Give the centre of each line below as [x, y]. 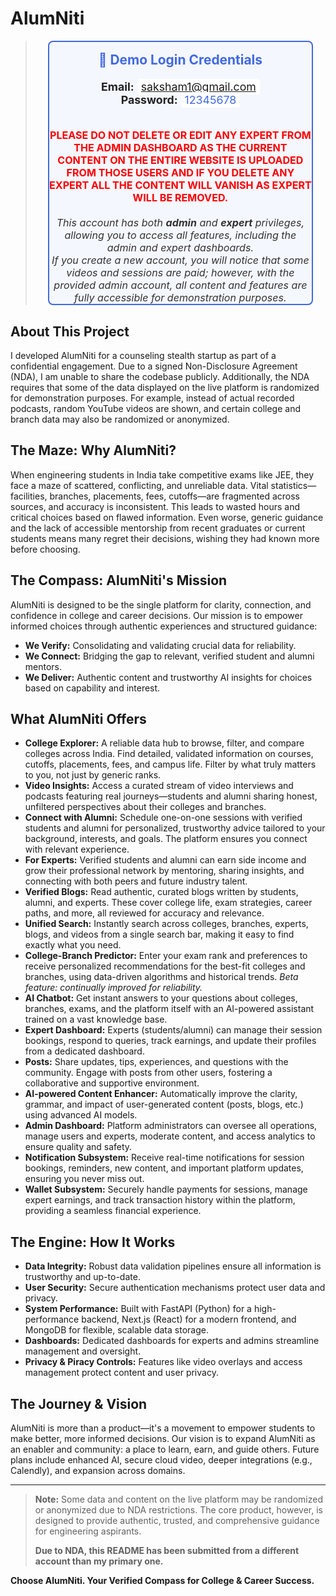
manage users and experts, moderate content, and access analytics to [170, 1136]
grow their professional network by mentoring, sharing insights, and [164, 871]
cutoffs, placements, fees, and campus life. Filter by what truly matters [170, 764]
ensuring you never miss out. [84, 1179]
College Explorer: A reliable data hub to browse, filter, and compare [164, 743]
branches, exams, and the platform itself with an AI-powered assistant [169, 1009]
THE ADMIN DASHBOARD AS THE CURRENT [180, 148]
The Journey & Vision [79, 1403]
